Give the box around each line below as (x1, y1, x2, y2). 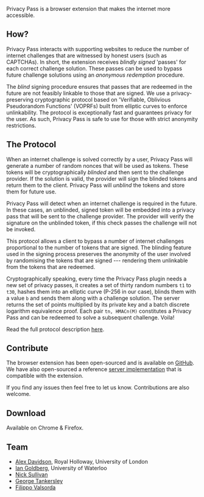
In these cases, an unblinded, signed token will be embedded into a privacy (6, 206, 195, 214)
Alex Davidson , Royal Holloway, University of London (15, 458, 148, 465)
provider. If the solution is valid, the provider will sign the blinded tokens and (6, 175, 198, 182)
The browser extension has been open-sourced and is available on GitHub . (6, 359, 195, 367)
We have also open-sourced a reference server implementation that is (6, 366, 182, 373)
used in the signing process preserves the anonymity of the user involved (6, 250, 191, 257)
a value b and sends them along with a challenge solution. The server (6, 294, 180, 302)
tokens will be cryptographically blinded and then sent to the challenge (6, 169, 185, 176)
